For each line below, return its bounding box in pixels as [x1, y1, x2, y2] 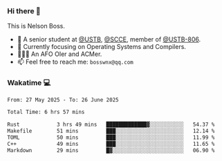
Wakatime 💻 [7, 78, 51, 88]
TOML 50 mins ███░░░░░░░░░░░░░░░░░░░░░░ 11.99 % [7, 134, 215, 141]
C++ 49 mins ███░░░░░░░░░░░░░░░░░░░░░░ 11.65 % [7, 140, 215, 147]
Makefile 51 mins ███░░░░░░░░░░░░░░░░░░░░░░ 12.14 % [7, 128, 215, 135]
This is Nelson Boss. [7, 22, 66, 30]
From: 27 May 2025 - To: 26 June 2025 [7, 96, 119, 103]
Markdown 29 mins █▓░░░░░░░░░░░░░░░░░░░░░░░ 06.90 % [7, 146, 215, 154]
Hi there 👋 [7, 6, 41, 16]
